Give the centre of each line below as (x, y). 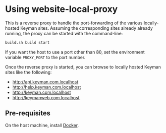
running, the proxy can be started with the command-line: (64, 33)
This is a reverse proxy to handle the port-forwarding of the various (74, 23)
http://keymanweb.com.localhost (46, 97)
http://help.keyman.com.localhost (47, 87)
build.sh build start (28, 42)
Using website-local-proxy (61, 9)
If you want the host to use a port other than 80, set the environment (75, 52)
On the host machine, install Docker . (42, 125)
